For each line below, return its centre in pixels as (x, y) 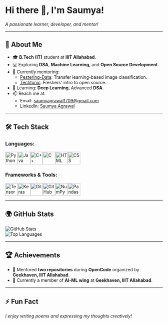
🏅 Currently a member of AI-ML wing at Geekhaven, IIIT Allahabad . (82, 280)
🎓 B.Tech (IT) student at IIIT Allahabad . (54, 57)
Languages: (20, 144)
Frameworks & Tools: (31, 175)
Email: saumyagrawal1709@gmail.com (59, 100)
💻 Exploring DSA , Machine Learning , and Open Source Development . (85, 64)
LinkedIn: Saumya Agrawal (47, 106)
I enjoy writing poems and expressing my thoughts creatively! (69, 316)
